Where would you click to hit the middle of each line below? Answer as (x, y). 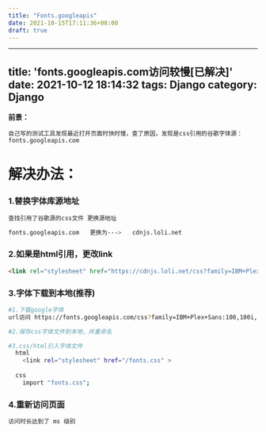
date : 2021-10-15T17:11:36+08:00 (63, 23)
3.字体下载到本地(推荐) (52, 292)
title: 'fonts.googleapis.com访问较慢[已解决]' (121, 72)
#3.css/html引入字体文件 (46, 346)
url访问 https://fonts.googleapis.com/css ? (80, 317)
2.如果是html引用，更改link (61, 254)
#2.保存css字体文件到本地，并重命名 (60, 331)
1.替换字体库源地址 (44, 201)
